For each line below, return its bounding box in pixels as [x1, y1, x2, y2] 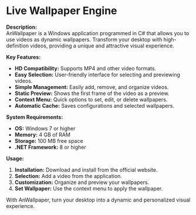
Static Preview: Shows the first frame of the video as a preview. [14, 90, 170, 97]
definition [6, 42, 29, 49]
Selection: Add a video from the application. [14, 172, 122, 179]
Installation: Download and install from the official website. [14, 166, 158, 173]
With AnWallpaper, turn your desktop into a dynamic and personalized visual [6, 196, 191, 203]
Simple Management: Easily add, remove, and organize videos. [14, 83, 169, 90]
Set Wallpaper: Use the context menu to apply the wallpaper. [14, 185, 163, 192]
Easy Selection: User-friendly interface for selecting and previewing [14, 71, 181, 78]
